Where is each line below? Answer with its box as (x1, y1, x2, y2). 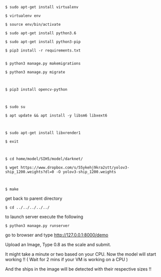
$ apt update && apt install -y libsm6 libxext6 (5, 113, 107, 118)
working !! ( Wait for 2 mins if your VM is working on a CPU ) (5, 257, 128, 262)
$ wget (5, 165, 19, 170)
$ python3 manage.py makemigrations (5, 61, 81, 66)
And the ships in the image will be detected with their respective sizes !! (5, 266, 152, 272)
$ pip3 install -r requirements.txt (5, 48, 81, 53)
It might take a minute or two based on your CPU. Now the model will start (5, 251, 157, 257)
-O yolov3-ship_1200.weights (56, 169, 116, 174)
